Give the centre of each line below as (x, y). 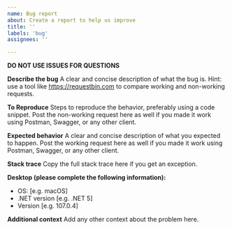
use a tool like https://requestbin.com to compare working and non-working (116, 86)
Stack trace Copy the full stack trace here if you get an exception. (102, 164)
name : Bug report (32, 14)
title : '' (22, 26)
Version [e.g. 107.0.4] (48, 206)
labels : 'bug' (28, 33)
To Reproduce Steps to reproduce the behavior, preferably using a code (111, 107)
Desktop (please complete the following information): (87, 178)
